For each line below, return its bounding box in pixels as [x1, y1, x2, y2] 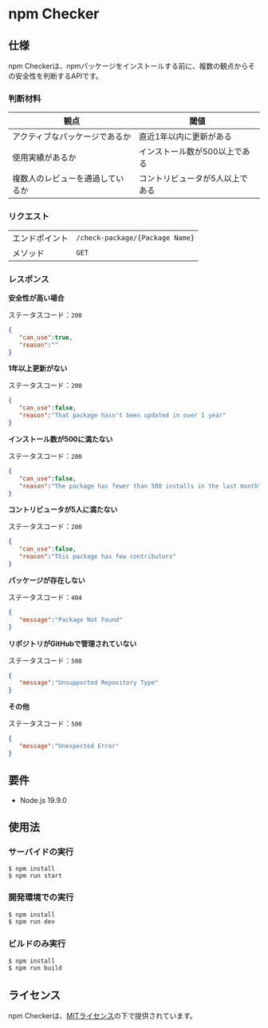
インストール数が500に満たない [8, 434, 113, 444]
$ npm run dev [8, 918, 56, 926]
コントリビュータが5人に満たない [8, 504, 118, 515]
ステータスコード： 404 [8, 592, 82, 602]
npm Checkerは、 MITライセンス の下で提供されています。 [8, 1011, 197, 1021]
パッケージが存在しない [8, 575, 85, 585]
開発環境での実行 [8, 892, 74, 903]
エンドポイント [12, 232, 69, 243]
